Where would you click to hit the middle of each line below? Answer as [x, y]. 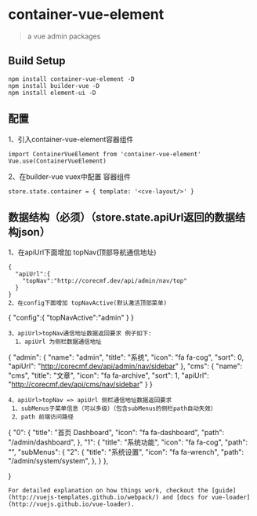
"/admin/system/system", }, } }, [58, 461]
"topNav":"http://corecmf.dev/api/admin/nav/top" [105, 281]
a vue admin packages [64, 36]
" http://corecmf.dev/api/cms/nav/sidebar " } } [80, 384]
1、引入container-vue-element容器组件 [71, 139]
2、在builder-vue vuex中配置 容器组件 [69, 176]
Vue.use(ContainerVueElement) [58, 161]
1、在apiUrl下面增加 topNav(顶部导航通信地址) [82, 252]
